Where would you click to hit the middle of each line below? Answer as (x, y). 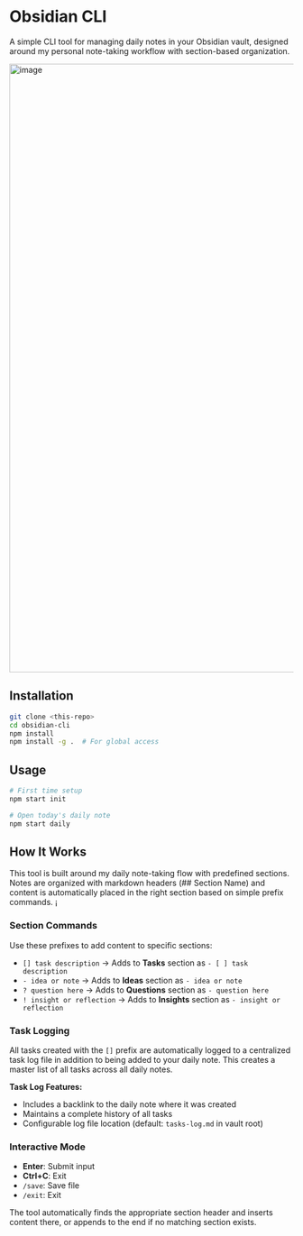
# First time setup (46, 791)
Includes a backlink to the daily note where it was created (129, 1104)
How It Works (48, 851)
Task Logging (40, 1030)
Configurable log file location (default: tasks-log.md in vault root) (142, 1123)
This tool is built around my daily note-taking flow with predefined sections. (150, 874)
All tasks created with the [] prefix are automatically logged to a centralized (150, 1050)
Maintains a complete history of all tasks (97, 1113)
